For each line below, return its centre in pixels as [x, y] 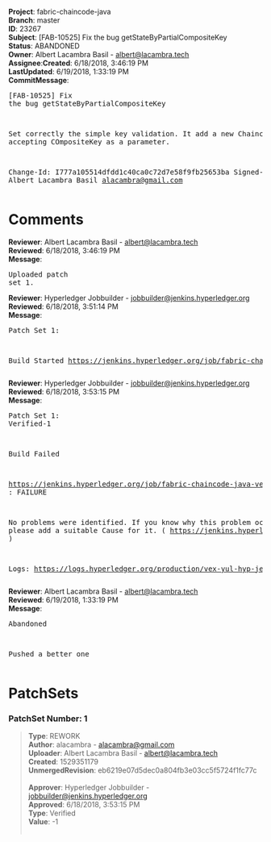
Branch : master [34, 20]
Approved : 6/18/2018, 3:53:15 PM [84, 805]
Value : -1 [43, 822]
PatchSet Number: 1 [48, 719]
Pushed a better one [49, 654]
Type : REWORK [54, 736]
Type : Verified [52, 813]
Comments [46, 220]
